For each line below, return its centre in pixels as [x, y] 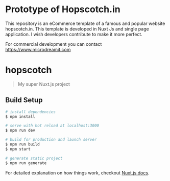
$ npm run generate [26, 163]
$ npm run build [22, 144]
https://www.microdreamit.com [38, 49]
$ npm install [20, 116]
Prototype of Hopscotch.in [63, 9]
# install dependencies [31, 112]
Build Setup [24, 100]
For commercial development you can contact [54, 44]
